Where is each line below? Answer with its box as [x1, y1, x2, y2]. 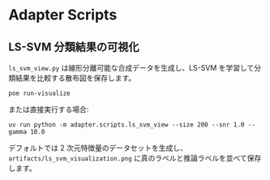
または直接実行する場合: [8, 105, 89, 114]
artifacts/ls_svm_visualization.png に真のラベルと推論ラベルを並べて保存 [8, 153, 262, 163]
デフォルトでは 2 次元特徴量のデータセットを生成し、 [8, 144, 188, 152]
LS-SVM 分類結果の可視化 [8, 40, 139, 54]
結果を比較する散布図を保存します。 [15, 73, 136, 83]
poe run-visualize [8, 89, 71, 97]
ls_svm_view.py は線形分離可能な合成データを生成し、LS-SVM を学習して [8, 63, 255, 72]
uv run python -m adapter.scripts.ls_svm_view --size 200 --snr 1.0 [8, 121, 245, 129]
